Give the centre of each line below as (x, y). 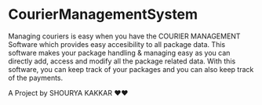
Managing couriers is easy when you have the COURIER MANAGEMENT (124, 36)
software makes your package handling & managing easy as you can (119, 52)
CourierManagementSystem (103, 14)
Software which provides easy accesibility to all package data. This (117, 44)
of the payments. (36, 78)
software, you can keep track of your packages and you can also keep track (131, 69)
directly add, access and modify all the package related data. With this (122, 61)
